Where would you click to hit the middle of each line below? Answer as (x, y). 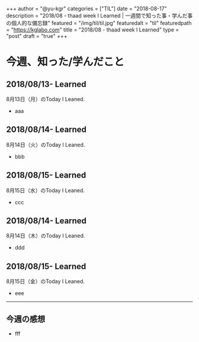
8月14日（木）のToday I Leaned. (46, 236)
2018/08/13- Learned (46, 84)
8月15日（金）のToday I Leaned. (45, 281)
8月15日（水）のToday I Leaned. (45, 190)
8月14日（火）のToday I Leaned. (46, 144)
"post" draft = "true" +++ (37, 36)
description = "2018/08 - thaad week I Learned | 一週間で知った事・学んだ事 (99, 15)
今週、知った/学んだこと (65, 62)
